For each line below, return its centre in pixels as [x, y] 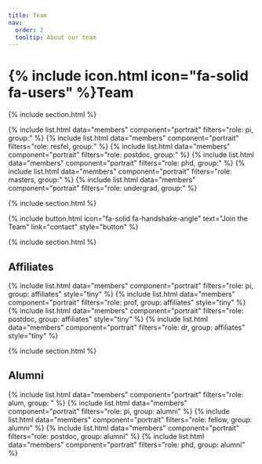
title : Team [27, 15]
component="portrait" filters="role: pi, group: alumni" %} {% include [119, 411]
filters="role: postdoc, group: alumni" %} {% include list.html [106, 436]
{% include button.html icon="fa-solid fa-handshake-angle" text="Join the [128, 219]
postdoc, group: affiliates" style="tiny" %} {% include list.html [108, 319]
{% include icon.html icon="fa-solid [128, 76]
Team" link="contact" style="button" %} [73, 227]
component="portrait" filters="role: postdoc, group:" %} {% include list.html [131, 155]
